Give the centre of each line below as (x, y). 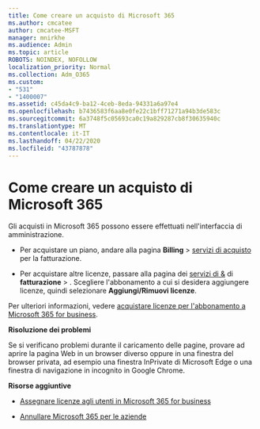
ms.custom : (26, 82)
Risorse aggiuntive (40, 386)
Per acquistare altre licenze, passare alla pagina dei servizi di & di (126, 274)
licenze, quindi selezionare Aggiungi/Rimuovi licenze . (108, 291)
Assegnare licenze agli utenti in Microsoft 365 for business (115, 401)
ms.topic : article (38, 52)
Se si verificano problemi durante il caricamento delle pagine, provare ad (126, 345)
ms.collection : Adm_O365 (49, 75)
